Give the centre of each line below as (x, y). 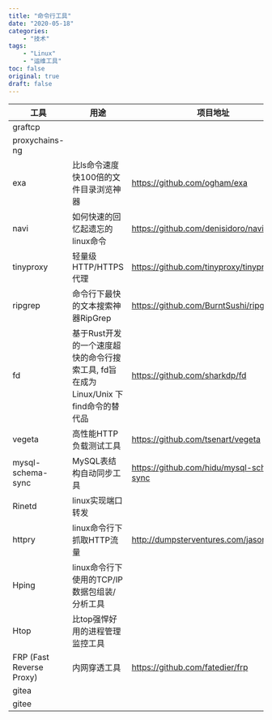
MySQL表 (90, 461)
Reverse (28, 667)
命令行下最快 (96, 294)
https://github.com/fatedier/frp (190, 667)
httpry (24, 539)
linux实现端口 (97, 500)
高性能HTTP (95, 433)
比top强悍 (90, 619)
